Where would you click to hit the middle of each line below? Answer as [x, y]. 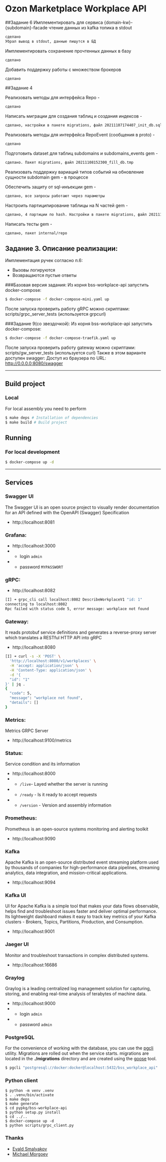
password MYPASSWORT [41, 567]
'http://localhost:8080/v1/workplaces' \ [53, 661]
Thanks [14, 1138]
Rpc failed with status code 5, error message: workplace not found [77, 609]
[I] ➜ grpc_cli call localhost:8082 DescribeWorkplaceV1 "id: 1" [74, 600]
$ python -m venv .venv [30, 1091]
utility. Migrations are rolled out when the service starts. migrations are [77, 1053]
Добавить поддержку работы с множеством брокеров [63, 69]
